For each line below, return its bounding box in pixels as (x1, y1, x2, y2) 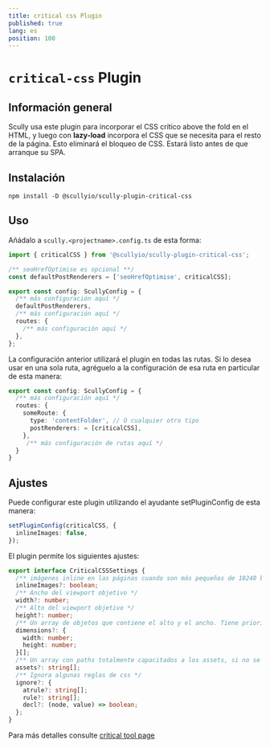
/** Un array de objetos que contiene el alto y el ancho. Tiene (15, 619, 239, 627)
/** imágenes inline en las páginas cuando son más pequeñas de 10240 (15, 574, 257, 582)
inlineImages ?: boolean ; (15, 582, 99, 590)
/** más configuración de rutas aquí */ (26, 439, 163, 447)
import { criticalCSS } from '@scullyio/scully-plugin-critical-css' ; (8, 251, 250, 259)
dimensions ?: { (15, 626, 67, 635)
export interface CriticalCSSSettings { (8, 566, 146, 574)
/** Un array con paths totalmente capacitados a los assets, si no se (15, 656, 261, 664)
